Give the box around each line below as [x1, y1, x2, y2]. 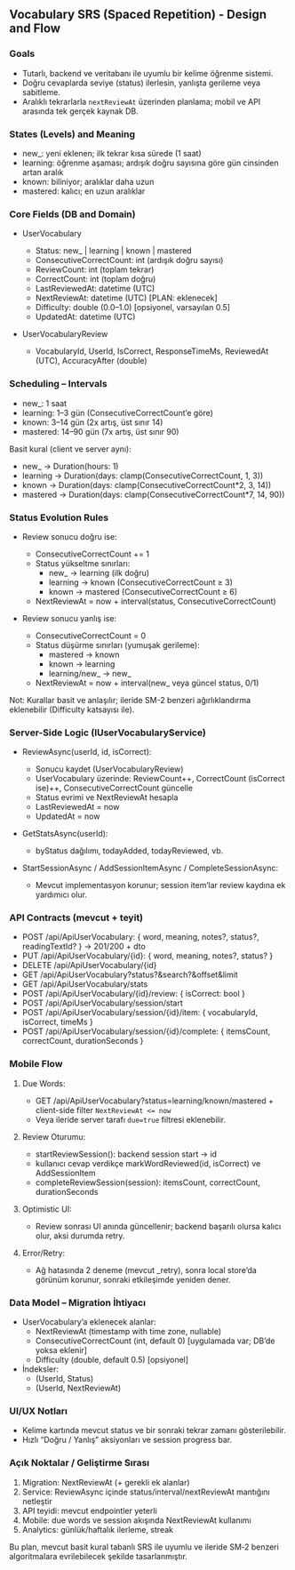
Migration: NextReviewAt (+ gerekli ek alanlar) [21, 1477, 190, 1487]
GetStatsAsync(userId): [21, 829, 108, 839]
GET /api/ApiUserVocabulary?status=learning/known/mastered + [35, 1095, 274, 1106]
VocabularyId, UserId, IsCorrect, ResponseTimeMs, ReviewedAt [35, 346, 269, 356]
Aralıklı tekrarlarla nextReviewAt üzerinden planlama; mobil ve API [21, 96, 261, 107]
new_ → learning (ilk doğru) [48, 567, 149, 578]
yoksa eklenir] [35, 1345, 87, 1356]
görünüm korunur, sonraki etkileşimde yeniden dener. [35, 1274, 231, 1285]
